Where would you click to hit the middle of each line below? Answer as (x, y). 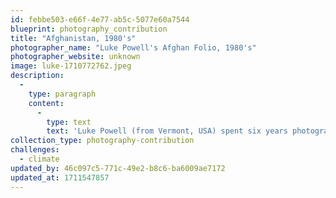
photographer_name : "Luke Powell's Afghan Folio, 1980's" (133, 47)
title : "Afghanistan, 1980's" (73, 38)
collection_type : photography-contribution (102, 141)
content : (46, 103)
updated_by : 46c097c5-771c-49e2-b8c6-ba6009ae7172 (118, 168)
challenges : (35, 150)
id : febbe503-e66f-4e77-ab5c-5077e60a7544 (100, 19)
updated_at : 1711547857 (60, 177)
